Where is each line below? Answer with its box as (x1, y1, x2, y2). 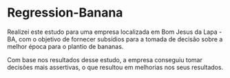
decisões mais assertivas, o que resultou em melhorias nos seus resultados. (7, 63, 224, 71)
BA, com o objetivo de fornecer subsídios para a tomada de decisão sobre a (7, 35, 223, 43)
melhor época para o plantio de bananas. (7, 42, 124, 50)
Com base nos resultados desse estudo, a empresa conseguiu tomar (7, 55, 203, 64)
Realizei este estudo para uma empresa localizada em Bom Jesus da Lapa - (7, 28, 222, 36)
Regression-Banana (7, 5, 123, 21)
